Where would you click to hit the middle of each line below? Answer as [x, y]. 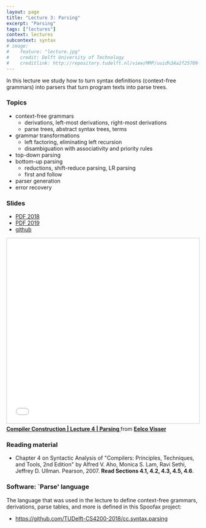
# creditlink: [28, 63]
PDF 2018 [27, 217]
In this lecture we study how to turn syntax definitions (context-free [91, 81]
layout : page [23, 12]
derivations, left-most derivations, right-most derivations [95, 122]
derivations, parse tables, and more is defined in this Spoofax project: [94, 507]
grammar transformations [47, 136]
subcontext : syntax [31, 40]
